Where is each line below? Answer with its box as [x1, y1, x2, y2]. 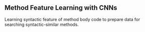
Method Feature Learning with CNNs [4, 4, 117, 12]
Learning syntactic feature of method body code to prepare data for [4, 16, 140, 22]
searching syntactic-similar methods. [4, 21, 79, 27]
